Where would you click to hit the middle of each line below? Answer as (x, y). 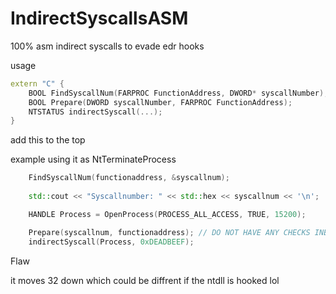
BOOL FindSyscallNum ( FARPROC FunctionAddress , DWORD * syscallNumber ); (178, 93)
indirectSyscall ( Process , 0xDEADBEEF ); (111, 242)
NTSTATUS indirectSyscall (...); (95, 112)
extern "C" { (37, 83)
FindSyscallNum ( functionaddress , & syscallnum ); (129, 178)
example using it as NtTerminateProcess (93, 159)
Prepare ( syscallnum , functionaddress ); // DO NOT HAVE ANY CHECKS (169, 232)
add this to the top (48, 140)
